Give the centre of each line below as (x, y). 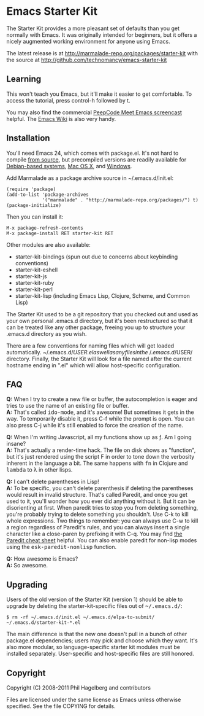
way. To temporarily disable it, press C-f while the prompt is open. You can (100, 419)
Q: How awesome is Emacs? (42, 559)
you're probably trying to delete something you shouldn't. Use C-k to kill (97, 515)
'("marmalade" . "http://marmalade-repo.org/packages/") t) (120, 200)
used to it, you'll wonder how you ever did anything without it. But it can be (101, 501)
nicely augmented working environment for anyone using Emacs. (88, 41)
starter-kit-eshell (36, 270)
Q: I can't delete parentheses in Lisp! (53, 482)
